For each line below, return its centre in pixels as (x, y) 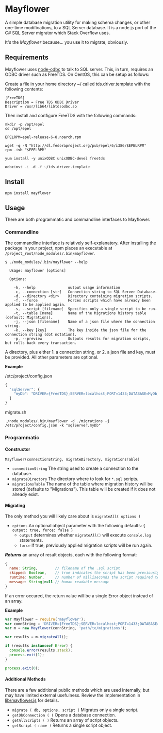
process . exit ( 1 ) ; (27, 655)
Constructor (18, 449)
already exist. (25, 494)
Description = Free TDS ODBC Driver (42, 102)
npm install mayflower (28, 193)
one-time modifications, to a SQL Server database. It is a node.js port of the (81, 27)
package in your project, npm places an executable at (59, 248)
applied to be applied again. (36, 304)
